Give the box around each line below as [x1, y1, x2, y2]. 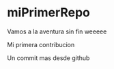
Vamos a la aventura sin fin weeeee [7, 27, 107, 36]
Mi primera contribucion [7, 40, 75, 49]
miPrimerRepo [7, 5, 91, 20]
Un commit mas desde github [7, 53, 90, 62]
